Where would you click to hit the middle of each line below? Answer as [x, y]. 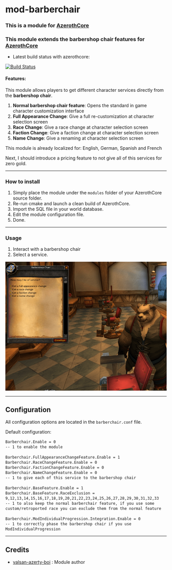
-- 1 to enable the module [34, 447]
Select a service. [30, 254]
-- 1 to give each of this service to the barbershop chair [71, 478]
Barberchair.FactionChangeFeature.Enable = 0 [55, 468]
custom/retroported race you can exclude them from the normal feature [83, 509]
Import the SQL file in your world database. [58, 209]
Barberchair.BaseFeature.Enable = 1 [44, 488]
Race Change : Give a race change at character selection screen [80, 127]
